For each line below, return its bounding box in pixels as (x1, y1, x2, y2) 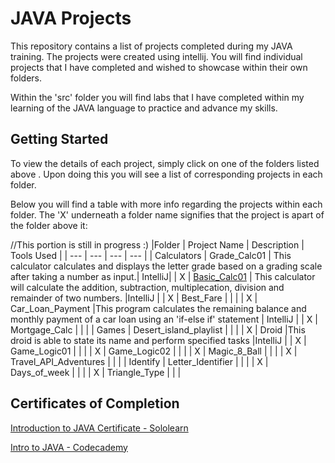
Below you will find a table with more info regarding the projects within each (10, 198, 323, 210)
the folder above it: (10, 219, 88, 231)
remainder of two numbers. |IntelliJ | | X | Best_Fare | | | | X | (10, 292, 258, 304)
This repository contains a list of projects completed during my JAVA (10, 40, 293, 52)
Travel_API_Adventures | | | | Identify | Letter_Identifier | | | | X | (10, 355, 269, 367)
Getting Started (10, 131, 109, 148)
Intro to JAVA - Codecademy (10, 441, 128, 453)
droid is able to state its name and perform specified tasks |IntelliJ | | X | (10, 334, 307, 346)
